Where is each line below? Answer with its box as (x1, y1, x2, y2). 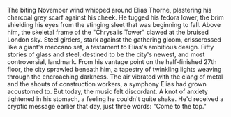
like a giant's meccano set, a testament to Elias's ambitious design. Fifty (7, 43, 214, 51)
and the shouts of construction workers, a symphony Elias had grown (7, 80, 207, 88)
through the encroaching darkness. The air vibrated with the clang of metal (7, 72, 223, 81)
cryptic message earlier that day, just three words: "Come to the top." (7, 102, 207, 110)
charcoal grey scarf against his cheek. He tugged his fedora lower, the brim (7, 13, 225, 22)
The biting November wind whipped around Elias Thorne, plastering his (7, 6, 212, 14)
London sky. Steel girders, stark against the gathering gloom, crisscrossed (7, 36, 221, 44)
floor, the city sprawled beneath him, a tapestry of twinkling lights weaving (7, 65, 222, 73)
